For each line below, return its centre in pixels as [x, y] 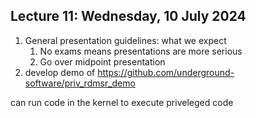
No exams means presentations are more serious [141, 51]
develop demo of [60, 72]
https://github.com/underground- [166, 72]
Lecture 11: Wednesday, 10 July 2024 [128, 16]
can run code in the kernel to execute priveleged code [122, 102]
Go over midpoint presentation [102, 61]
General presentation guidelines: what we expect [125, 40]
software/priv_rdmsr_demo [80, 83]
